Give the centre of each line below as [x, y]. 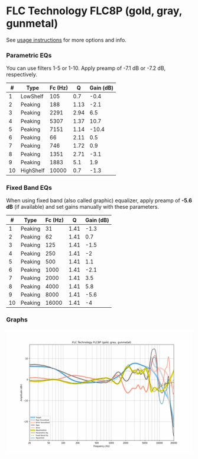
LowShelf [32, 96]
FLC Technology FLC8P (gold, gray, [94, 11]
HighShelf [33, 171]
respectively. [22, 75]
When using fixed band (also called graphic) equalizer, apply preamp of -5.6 [99, 200]
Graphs [17, 320]
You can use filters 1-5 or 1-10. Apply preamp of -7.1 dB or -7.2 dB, [86, 68]
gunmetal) [32, 23]
